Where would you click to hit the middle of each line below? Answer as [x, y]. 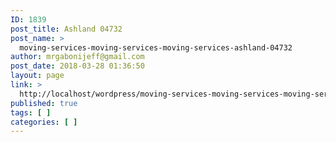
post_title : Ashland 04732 [66, 29]
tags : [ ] [31, 112]
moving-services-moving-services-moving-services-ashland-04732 [156, 47]
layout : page [37, 76]
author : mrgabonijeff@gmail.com [77, 57]
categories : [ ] [44, 122]
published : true [44, 103]
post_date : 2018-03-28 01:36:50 [77, 66]
